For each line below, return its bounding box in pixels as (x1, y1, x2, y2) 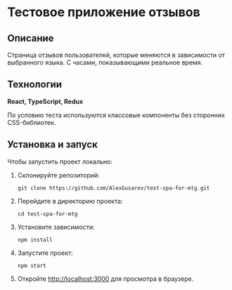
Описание (7, 32, 54, 44)
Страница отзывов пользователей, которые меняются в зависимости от (7, 51, 225, 59)
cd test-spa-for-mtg (17, 210, 78, 218)
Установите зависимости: (17, 223, 95, 231)
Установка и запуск (7, 138, 98, 151)
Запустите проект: (17, 249, 73, 257)
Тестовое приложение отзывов (7, 4, 200, 20)
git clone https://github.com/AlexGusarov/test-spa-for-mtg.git (17, 184, 210, 192)
